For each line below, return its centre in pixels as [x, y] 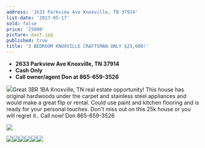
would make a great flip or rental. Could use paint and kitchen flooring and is [103, 103]
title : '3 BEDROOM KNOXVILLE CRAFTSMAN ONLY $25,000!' [78, 47]
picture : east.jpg [30, 35]
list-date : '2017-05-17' [38, 18]
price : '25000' [26, 29]
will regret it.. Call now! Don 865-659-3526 [61, 115]
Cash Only [29, 70]
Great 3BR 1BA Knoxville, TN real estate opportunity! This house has [99, 89]
